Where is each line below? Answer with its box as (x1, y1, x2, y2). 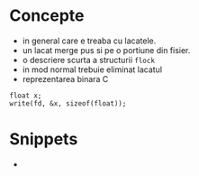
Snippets (9, 129, 78, 150)
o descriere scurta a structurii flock (22, 54, 156, 65)
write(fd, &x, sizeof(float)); (9, 98, 127, 108)
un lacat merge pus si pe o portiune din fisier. (22, 44, 191, 55)
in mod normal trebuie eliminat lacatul (22, 64, 163, 75)
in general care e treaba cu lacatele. (22, 35, 157, 46)
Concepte (9, 5, 85, 26)
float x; (9, 91, 42, 100)
